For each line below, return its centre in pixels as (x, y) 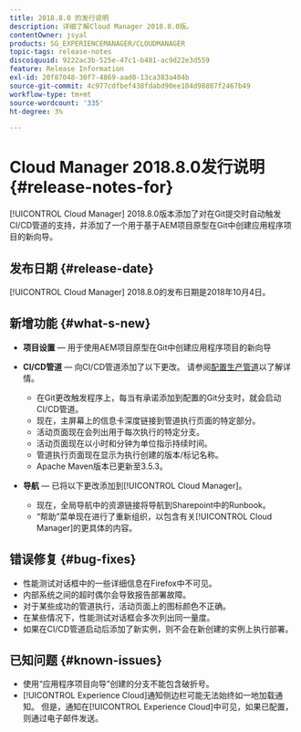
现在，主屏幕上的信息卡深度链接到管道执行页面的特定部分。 (148, 420)
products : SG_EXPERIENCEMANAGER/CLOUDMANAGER (97, 43)
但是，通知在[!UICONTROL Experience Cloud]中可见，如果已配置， (167, 707)
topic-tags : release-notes (61, 52)
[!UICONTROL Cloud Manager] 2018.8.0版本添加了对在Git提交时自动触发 (145, 214)
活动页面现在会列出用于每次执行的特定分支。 (120, 431)
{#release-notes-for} (92, 187)
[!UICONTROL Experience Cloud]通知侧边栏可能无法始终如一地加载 (149, 695)
